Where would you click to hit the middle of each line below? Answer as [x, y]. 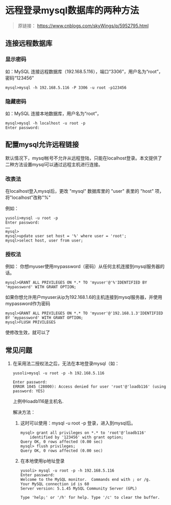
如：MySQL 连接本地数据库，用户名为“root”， [53, 113]
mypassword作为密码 [28, 304]
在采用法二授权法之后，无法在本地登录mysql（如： [66, 363]
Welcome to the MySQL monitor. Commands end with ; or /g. [86, 480]
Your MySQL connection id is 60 [55, 484]
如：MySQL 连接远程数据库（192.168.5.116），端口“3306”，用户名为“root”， [84, 71]
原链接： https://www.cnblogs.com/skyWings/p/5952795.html [83, 26]
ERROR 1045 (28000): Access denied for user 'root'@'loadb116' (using [89, 387]
